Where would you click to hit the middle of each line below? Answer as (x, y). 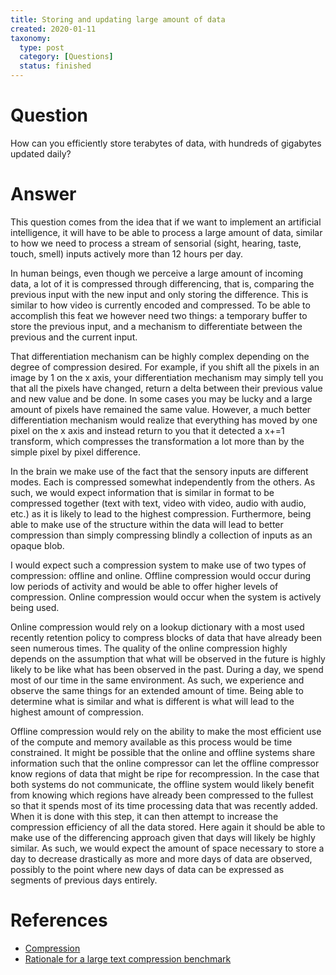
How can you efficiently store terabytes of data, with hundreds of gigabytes (166, 143)
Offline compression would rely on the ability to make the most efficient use (166, 731)
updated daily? (41, 153)
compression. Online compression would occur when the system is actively (166, 597)
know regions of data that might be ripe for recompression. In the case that (165, 773)
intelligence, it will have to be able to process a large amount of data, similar (166, 232)
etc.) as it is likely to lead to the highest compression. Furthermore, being (161, 513)
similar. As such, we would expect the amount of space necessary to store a (167, 848)
